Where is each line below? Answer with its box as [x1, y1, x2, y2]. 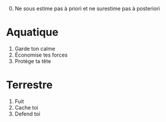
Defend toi [14, 110, 41, 117]
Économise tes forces [14, 51, 68, 58]
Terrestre [6, 78, 53, 92]
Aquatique [6, 26, 59, 39]
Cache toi [14, 104, 38, 111]
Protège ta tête [14, 57, 51, 64]
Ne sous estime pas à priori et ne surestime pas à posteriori [14, 5, 161, 12]
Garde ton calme [14, 45, 56, 52]
